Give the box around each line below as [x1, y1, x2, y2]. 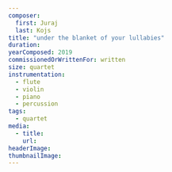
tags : [8, 108, 26, 116]
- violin [15, 85, 44, 94]
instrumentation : [8, 71, 66, 78]
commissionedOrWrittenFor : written [8, 56, 126, 64]
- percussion [15, 100, 59, 108]
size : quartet [8, 63, 55, 71]
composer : [8, 11, 41, 20]
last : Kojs [15, 26, 52, 34]
